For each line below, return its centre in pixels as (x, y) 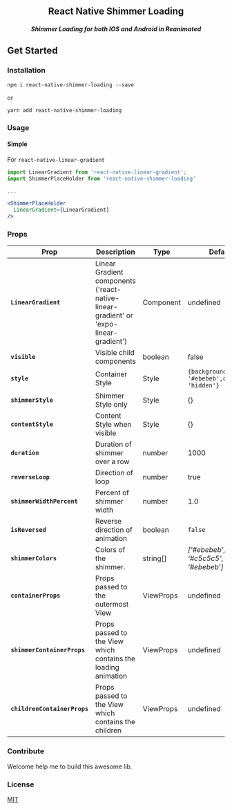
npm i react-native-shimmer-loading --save (71, 85)
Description (116, 252)
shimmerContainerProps (48, 650)
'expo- (107, 324)
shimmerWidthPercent (44, 501)
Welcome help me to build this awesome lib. (70, 766)
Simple (17, 144)
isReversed (28, 530)
